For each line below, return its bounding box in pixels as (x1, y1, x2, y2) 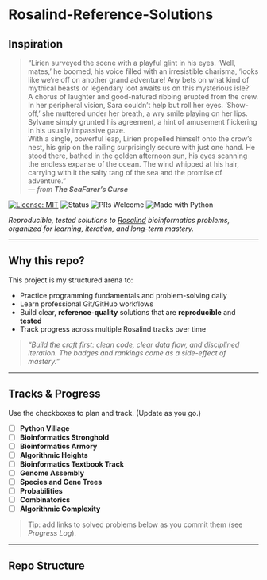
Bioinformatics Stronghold (19, 432, 110, 442)
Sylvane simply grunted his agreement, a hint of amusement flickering (27, 117, 257, 126)
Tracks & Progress (8, 387, 101, 401)
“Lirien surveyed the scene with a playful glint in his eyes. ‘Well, (27, 58, 236, 67)
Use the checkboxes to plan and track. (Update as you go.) (8, 408, 201, 417)
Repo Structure (8, 559, 85, 572)
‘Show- (225, 101, 249, 109)
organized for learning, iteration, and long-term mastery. (8, 224, 195, 233)
